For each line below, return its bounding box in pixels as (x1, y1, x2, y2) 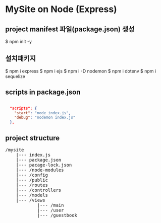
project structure (5, 133, 60, 142)
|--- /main (37, 202, 64, 208)
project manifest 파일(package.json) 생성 (5, 25, 135, 33)
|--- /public (16, 177, 48, 183)
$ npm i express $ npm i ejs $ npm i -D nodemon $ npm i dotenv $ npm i (5, 68, 156, 74)
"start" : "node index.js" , (14, 110, 71, 115)
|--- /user (37, 207, 64, 213)
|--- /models (16, 192, 48, 198)
